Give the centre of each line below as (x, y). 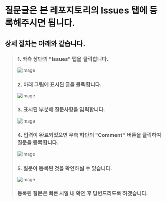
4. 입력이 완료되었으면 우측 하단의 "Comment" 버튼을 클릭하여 (89, 135)
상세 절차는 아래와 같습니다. (45, 43)
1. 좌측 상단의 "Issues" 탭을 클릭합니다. (63, 59)
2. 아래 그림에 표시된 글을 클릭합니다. (59, 84)
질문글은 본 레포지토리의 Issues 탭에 (76, 10)
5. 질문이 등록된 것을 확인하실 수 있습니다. (65, 168)
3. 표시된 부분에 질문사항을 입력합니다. (61, 110)
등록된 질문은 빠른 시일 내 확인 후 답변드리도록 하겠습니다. (82, 193)
